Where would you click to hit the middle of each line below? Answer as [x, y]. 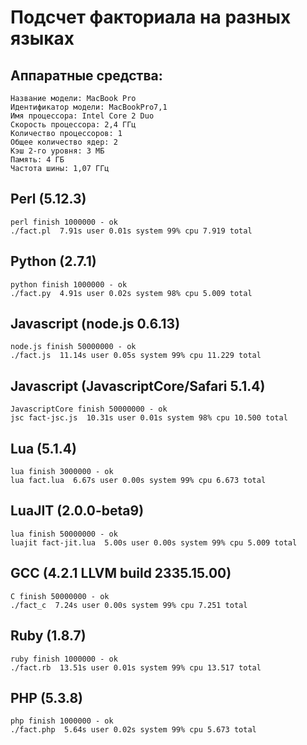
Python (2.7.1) [53, 261]
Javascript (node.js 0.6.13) [95, 324]
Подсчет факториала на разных [151, 17]
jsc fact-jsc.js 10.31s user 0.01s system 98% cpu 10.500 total [149, 418]
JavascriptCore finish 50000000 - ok [89, 409]
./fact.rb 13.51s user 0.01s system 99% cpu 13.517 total [136, 667]
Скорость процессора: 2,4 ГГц [73, 125]
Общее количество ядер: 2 [64, 142]
